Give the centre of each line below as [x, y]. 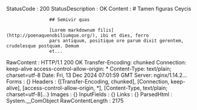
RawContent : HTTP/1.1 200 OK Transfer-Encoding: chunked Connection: [96, 62]
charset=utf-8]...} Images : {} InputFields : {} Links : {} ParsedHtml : [89, 94]
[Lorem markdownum [72, 30]
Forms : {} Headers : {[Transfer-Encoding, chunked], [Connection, [88, 81]
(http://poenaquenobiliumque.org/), [52, 35]
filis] [106, 30]
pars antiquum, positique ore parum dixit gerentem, [117, 41]
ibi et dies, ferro [124, 35]
